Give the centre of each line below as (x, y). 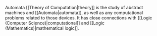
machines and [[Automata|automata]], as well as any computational (74, 13)
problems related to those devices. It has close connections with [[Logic (79, 18)
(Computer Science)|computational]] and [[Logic (55, 23)
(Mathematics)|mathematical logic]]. (42, 28)
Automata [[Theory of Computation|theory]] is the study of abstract (74, 8)
